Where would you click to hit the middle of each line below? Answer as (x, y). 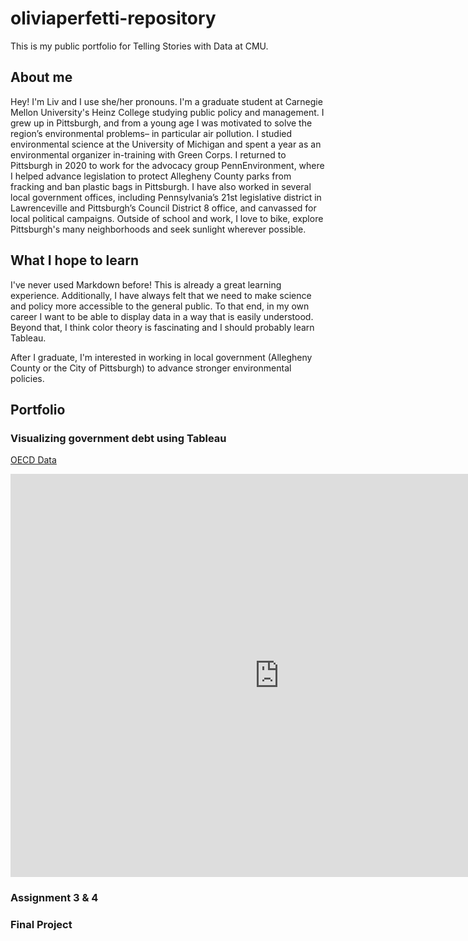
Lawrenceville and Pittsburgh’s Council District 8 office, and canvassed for (163, 208)
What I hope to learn (74, 260)
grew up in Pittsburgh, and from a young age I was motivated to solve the (161, 123)
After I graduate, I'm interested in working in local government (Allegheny (161, 357)
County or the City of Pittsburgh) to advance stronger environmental (151, 368)
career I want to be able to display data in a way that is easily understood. (162, 316)
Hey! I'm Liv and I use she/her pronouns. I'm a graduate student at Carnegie (166, 101)
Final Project (41, 925)
